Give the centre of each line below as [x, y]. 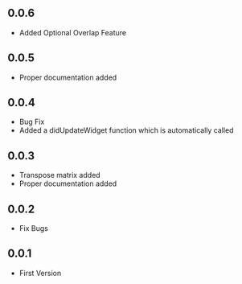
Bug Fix [32, 122]
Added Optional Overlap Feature [73, 32]
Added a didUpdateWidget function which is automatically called [126, 130]
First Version [40, 273]
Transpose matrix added [60, 175]
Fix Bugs [34, 228]
